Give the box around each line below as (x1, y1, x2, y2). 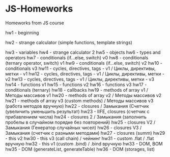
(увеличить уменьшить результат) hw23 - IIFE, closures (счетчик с (5, 108, 150, 114)
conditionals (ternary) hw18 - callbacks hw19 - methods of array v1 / (5, 87, 149, 93)
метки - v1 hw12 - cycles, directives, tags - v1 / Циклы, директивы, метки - (5, 70, 165, 76)
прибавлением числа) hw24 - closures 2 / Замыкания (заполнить (5, 113, 147, 120)
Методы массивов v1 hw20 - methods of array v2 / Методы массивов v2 (5, 92, 162, 98)
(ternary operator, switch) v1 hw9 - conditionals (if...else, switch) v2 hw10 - (5, 60, 163, 66)
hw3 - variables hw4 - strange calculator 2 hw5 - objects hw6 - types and (5, 49, 161, 55)
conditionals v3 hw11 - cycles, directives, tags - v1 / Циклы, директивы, (5, 65, 156, 71)
